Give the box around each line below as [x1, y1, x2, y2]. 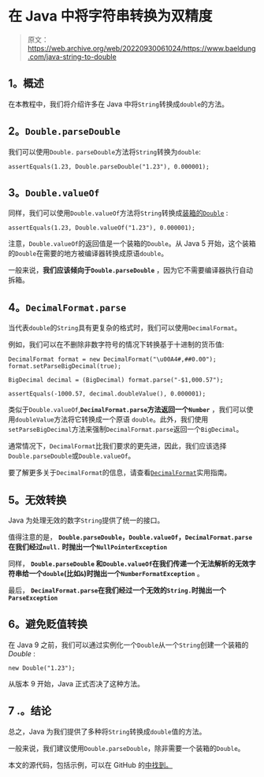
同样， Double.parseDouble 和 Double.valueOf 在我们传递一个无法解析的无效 [8, 559, 250, 568]
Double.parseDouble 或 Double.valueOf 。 [8, 451, 136, 461]
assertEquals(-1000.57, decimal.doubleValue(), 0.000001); [8, 390, 206, 398]
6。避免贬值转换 [8, 618, 88, 631]
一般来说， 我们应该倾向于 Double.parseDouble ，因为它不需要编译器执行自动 [8, 266, 254, 275]
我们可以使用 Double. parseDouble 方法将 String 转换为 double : [8, 147, 201, 156]
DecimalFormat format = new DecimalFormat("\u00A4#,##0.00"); [8, 355, 217, 363]
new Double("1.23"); [8, 664, 76, 672]
